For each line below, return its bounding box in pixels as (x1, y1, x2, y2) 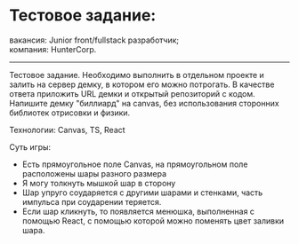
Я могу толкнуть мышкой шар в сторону (21, 177, 176, 188)
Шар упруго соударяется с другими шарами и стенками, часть (21, 187, 263, 198)
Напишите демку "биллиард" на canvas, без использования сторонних (9, 98, 279, 108)
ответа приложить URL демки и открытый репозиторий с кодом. (9, 88, 255, 98)
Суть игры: (9, 141, 52, 152)
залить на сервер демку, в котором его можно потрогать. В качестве (9, 79, 275, 90)
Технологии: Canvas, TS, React (9, 124, 126, 135)
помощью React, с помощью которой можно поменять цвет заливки (21, 215, 285, 226)
